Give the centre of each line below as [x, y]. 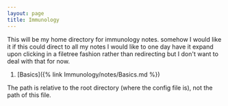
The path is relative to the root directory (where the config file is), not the [110, 88]
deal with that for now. [39, 61]
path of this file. [29, 95]
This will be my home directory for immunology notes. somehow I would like [114, 39]
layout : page [26, 13]
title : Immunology [33, 20]
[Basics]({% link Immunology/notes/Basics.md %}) [88, 74]
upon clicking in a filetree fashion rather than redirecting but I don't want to [113, 54]
